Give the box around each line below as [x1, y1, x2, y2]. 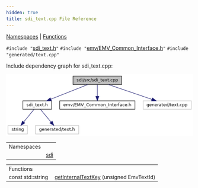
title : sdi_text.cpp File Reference [6, 15, 97, 22]
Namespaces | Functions [6, 33, 67, 40]
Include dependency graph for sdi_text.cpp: [6, 62, 113, 69]
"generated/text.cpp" [6, 52, 60, 58]
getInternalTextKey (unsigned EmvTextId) [54, 174, 156, 181]
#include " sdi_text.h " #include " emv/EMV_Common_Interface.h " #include [6, 44, 189, 52]
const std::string [8, 174, 49, 181]
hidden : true [6, 9, 39, 15]
